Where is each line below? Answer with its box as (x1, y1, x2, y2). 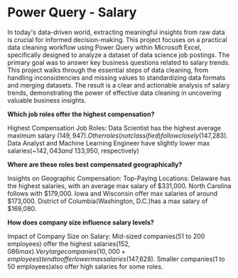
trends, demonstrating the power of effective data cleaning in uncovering (7, 88, 222, 97)
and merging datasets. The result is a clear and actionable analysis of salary (7, 81, 230, 89)
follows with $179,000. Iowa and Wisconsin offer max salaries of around (7, 189, 218, 197)
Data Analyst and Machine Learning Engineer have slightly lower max (7, 138, 210, 147)
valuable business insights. (7, 96, 87, 104)
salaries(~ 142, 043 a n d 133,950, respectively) (7, 146, 140, 155)
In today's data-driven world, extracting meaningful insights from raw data (7, 28, 225, 36)
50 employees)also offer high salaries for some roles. (7, 262, 163, 271)
